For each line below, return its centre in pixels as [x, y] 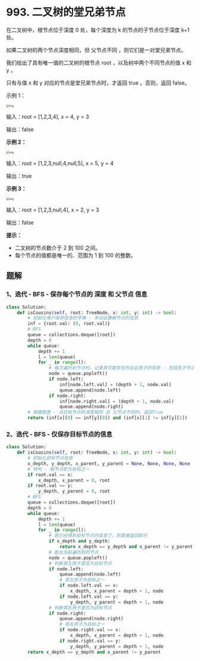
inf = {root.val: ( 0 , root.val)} [69, 324]
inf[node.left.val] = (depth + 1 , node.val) [115, 384]
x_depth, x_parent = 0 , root [74, 480]
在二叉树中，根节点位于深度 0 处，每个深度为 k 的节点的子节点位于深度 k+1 [98, 30]
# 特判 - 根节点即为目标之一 [59, 469]
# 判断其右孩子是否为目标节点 [80, 608]
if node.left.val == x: [89, 586]
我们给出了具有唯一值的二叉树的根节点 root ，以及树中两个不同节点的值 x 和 [99, 63]
